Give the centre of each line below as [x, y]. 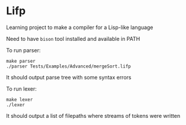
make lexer [20, 100]
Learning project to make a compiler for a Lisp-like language [80, 27]
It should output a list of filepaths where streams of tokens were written [93, 116]
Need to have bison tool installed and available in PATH [73, 39]
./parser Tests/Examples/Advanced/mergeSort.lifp [69, 66]
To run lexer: [22, 89]
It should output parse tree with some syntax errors [69, 77]
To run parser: [23, 50]
